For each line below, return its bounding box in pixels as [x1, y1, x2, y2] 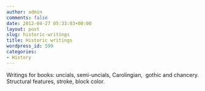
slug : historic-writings [6, 32, 70, 38]
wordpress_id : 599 [6, 43, 53, 49]
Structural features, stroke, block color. [6, 78, 106, 85]
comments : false [6, 15, 48, 21]
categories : [6, 49, 37, 55]
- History [6, 54, 32, 60]
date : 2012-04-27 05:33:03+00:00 [6, 20, 92, 26]
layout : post [6, 26, 40, 32]
